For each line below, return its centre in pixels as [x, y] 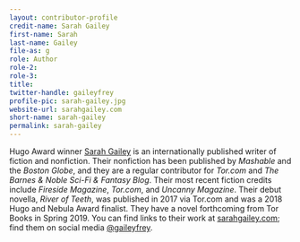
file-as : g [30, 51]
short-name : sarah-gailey [57, 117]
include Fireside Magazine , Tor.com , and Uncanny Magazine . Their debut [146, 190]
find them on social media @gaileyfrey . [81, 228]
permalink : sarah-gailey [56, 126]
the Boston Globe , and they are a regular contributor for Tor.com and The [144, 170]
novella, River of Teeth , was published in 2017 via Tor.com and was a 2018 [146, 199]
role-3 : [24, 76]
